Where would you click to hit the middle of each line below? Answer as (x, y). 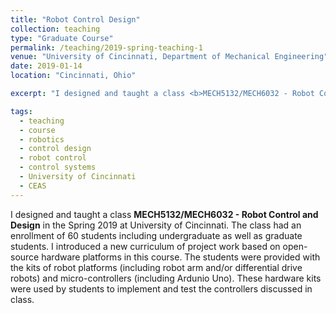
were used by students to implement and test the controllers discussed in (161, 288)
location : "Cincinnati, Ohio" (73, 76)
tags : (21, 111)
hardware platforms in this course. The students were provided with (181, 257)
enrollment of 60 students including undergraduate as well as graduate (156, 235)
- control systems (58, 167)
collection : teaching (55, 29)
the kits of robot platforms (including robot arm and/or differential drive (156, 267)
